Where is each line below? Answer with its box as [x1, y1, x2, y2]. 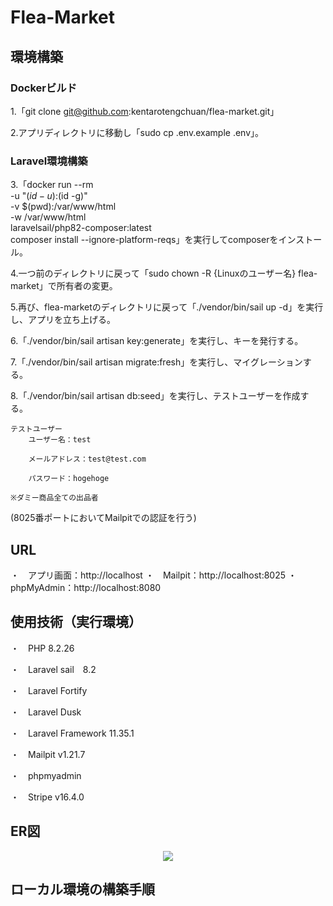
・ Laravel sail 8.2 [10, 663, 97, 675]
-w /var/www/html [10, 211, 87, 223]
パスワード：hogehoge [28, 474, 110, 484]
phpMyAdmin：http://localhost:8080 [10, 581, 162, 593]
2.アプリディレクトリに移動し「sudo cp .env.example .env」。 [10, 126, 265, 138]
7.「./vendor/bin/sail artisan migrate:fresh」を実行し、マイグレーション [10, 356, 303, 368]
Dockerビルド [10, 81, 78, 95]
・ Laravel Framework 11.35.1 [10, 727, 135, 739]
